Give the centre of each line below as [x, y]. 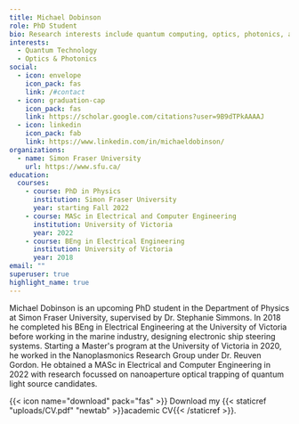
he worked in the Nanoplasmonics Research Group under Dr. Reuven [135, 355]
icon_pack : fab [53, 134]
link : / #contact [56, 92]
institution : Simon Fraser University [105, 200]
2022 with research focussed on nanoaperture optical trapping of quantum [147, 374]
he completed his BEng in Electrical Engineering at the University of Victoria [148, 327]
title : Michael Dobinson [55, 17]
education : [29, 175]
